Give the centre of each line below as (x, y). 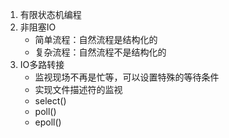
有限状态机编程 (50, 14)
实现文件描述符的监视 (78, 89)
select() (50, 101)
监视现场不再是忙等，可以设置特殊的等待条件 (127, 77)
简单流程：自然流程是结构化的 (96, 39)
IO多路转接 (42, 64)
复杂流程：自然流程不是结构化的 (100, 52)
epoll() (48, 122)
